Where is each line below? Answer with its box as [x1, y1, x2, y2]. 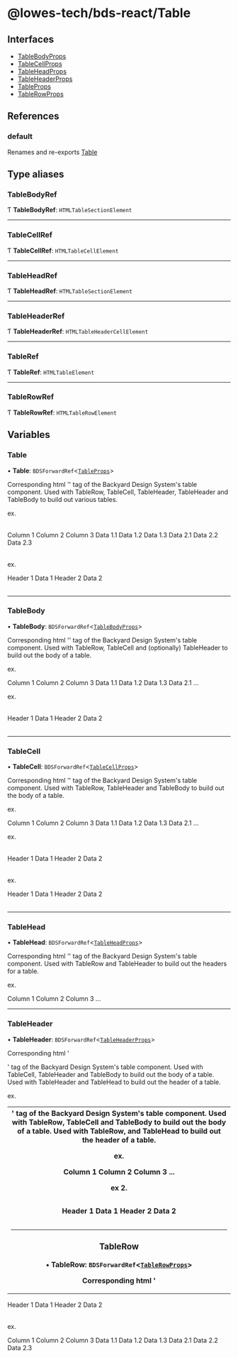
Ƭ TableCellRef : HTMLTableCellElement [7, 246, 119, 255]
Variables [7, 429, 51, 441]
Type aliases [7, 168, 64, 180]
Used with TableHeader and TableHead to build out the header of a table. [7, 1078, 221, 1086]
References [7, 110, 59, 122]
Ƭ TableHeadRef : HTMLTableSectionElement [7, 286, 132, 295]
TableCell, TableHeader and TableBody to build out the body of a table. [7, 1070, 215, 1078]
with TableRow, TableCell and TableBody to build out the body [11, 1117, 227, 1127]
